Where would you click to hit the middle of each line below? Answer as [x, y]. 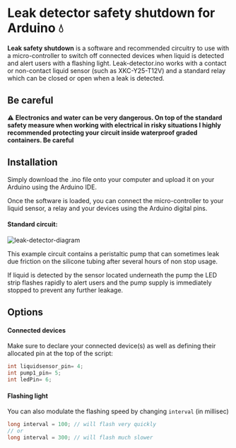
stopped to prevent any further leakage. [65, 290]
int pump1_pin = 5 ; [34, 373]
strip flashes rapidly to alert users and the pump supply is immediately [110, 282]
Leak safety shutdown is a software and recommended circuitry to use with [118, 48]
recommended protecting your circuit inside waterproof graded [102, 132]
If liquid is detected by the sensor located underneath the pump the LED [112, 275]
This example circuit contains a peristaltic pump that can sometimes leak [113, 253]
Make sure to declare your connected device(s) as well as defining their [112, 346]
